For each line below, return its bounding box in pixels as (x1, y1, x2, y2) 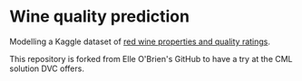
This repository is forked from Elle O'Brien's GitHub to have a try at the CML (9, 53, 293, 64)
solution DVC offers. (9, 63, 84, 74)
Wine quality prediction (9, 6, 190, 27)
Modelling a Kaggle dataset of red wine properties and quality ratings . (9, 36, 270, 47)
